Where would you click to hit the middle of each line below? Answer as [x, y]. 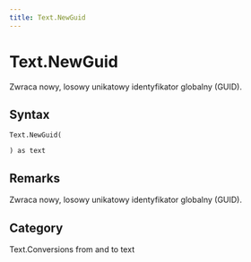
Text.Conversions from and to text [72, 249]
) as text [28, 151]
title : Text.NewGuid [48, 17]
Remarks [35, 178]
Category [36, 228]
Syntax [30, 114]
